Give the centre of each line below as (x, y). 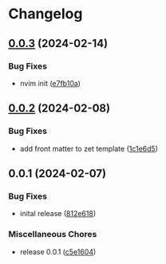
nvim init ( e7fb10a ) (50, 83)
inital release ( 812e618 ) (58, 214)
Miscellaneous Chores (53, 234)
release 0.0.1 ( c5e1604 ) (58, 251)
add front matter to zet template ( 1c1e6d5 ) (89, 148)
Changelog (45, 14)
